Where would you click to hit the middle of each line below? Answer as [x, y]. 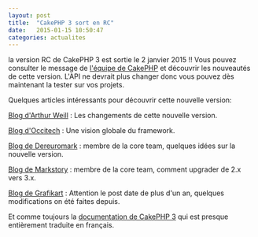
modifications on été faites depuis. [64, 202]
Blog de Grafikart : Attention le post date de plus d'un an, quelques [116, 193]
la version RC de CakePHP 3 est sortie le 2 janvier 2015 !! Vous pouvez [122, 60]
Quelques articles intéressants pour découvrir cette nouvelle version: [120, 100]
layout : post [29, 15]
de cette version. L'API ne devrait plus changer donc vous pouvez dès [121, 76]
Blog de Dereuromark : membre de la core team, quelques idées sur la [122, 146]
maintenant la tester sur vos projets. [66, 85]
